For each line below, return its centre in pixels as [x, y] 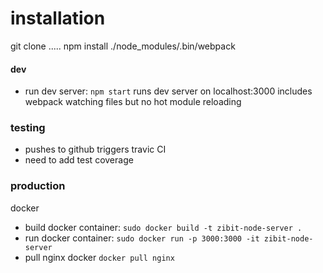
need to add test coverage [79, 160]
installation [58, 18]
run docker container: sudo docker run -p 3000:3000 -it [142, 238]
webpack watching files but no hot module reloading [133, 102]
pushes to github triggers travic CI [95, 149]
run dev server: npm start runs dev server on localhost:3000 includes [168, 91]
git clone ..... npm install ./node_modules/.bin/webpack [123, 46]
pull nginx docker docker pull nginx [99, 257]
